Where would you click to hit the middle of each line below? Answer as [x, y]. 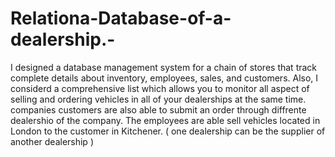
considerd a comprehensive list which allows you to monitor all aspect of [160, 88]
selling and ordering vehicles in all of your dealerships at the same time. [158, 99]
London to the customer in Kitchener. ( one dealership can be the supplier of [168, 131]
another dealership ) [52, 141]
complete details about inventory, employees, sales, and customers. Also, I [164, 78]
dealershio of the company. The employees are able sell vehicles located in [165, 120]
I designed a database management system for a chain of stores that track [164, 67]
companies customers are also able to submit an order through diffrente [158, 109]
